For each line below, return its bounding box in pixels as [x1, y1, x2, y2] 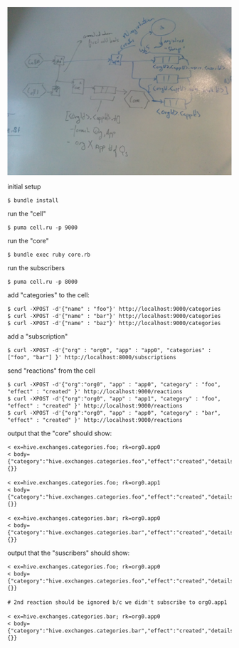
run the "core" [7, 237, 49, 245]
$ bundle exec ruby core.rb [7, 251, 91, 258]
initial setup [7, 182, 41, 191]
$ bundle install [7, 197, 59, 204]
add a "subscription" [7, 332, 68, 341]
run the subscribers [7, 264, 65, 272]
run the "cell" [7, 210, 46, 218]
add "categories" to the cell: [7, 291, 90, 299]
